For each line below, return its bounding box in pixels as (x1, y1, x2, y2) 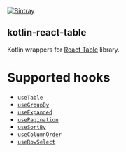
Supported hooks (7, 70, 111, 85)
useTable (17, 94, 43, 101)
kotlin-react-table (7, 26, 87, 38)
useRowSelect (17, 138, 56, 146)
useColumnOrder (17, 131, 62, 138)
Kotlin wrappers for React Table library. (7, 45, 120, 54)
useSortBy (17, 123, 47, 130)
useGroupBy (17, 101, 50, 108)
